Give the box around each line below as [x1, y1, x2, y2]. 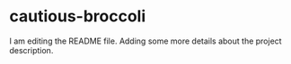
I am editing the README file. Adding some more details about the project [9, 36, 282, 46]
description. [9, 44, 54, 55]
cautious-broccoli [9, 6, 146, 27]
